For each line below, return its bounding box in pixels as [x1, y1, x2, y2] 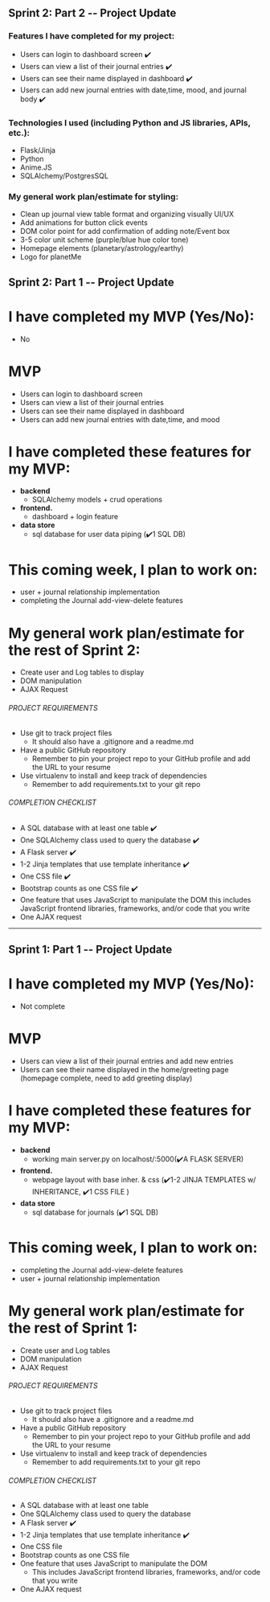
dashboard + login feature [31, 512, 119, 522]
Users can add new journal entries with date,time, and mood [19, 414, 220, 424]
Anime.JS [19, 162, 52, 172]
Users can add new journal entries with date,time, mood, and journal [19, 84, 247, 95]
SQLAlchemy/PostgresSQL [19, 170, 108, 180]
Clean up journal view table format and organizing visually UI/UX [19, 209, 235, 219]
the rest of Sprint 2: [8, 641, 141, 659]
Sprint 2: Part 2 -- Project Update [8, 6, 177, 20]
